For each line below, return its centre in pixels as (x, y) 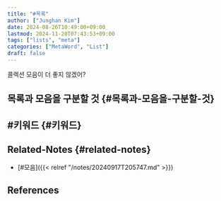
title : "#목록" (28, 14)
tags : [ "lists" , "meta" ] (44, 40)
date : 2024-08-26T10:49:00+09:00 (56, 27)
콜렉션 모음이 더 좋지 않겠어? (47, 74)
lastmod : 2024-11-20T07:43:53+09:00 (61, 34)
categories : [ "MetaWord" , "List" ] (58, 47)
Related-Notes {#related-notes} (79, 150)
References (33, 190)
